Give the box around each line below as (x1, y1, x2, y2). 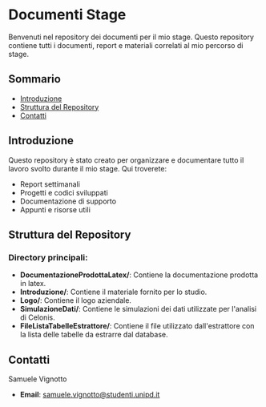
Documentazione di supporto (19, 196, 117, 206)
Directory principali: (8, 252, 88, 263)
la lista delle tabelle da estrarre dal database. (19, 330, 168, 340)
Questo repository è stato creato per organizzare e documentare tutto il (8, 155, 244, 165)
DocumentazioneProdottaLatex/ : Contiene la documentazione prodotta (19, 270, 259, 280)
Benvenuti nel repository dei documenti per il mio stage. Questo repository (8, 32, 255, 42)
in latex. (19, 279, 46, 288)
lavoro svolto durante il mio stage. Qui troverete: (8, 163, 167, 173)
